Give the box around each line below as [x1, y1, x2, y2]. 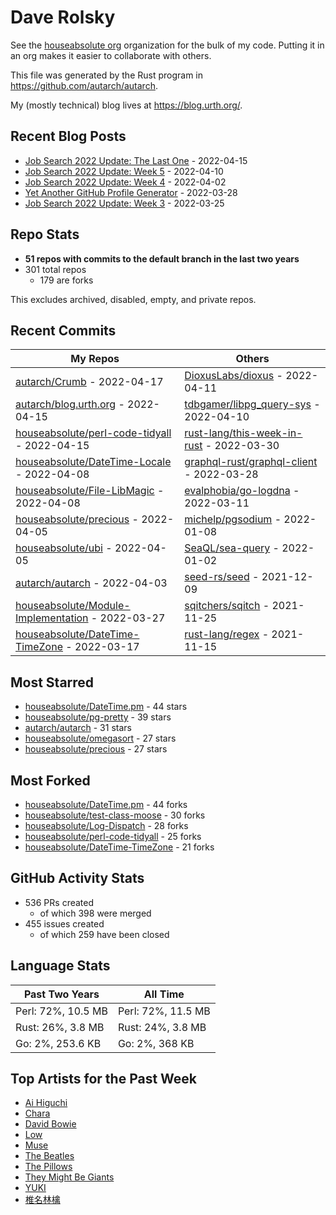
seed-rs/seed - [184, 570, 260, 584]
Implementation [15, 611, 89, 625]
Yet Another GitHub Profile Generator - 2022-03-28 [24, 186, 238, 198]
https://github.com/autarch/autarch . [10, 79, 158, 91]
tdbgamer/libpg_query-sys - [184, 397, 321, 411]
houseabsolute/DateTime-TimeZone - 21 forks [24, 841, 215, 853]
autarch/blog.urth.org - [15, 397, 125, 411]
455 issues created [24, 917, 105, 930]
